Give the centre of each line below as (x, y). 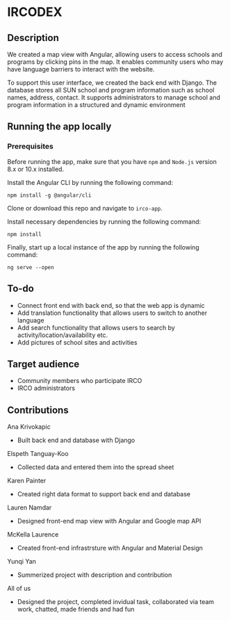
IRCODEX (35, 12)
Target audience (43, 364)
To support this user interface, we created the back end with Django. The (112, 83)
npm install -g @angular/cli (49, 195)
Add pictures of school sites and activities (77, 342)
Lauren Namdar (30, 507)
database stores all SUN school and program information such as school (111, 90)
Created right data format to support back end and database (104, 494)
